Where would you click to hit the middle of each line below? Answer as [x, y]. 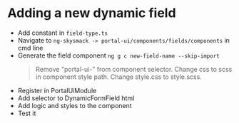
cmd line [30, 48]
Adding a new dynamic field [92, 13]
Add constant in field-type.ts [63, 33]
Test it [27, 113]
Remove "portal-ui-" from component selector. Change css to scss [134, 69]
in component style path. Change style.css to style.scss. [118, 77]
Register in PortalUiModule [57, 90]
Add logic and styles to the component [75, 105]
